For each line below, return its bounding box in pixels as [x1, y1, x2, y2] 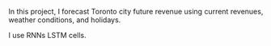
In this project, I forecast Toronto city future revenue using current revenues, [8, 7, 264, 16]
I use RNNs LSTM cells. [8, 31, 87, 40]
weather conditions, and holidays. [8, 15, 121, 25]
